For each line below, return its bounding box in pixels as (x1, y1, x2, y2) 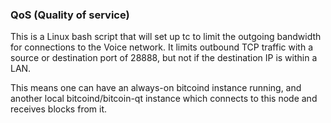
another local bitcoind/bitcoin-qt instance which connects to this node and (10, 93, 318, 105)
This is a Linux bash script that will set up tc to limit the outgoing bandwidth (10, 31, 322, 43)
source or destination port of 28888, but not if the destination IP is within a (10, 52, 318, 64)
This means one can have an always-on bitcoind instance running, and (10, 82, 302, 94)
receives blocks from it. (10, 103, 108, 115)
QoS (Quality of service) (10, 8, 130, 22)
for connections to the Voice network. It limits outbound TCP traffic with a (10, 41, 314, 53)
